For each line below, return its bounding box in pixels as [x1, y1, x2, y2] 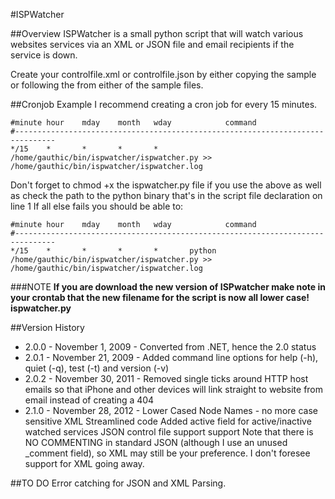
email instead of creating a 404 [24, 394, 155, 406]
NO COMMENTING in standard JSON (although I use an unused [24, 437, 288, 448]
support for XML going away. [24, 458, 145, 469]
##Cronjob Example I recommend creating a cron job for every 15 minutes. [10, 99, 318, 110]
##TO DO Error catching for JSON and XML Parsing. [10, 477, 227, 489]
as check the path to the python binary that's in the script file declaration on [10, 190, 323, 201]
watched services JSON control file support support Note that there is [24, 426, 314, 438]
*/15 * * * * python [10, 246, 217, 256]
